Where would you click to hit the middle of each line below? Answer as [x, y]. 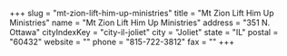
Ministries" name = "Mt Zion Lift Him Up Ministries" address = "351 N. [140, 23]
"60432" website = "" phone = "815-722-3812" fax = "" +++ [122, 42]
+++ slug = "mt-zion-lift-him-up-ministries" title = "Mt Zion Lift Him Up [142, 13]
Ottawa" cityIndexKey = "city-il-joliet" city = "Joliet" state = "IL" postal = [144, 32]
